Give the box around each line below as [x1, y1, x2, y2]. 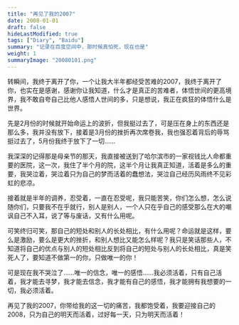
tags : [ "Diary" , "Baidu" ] [7, 37, 84, 44]
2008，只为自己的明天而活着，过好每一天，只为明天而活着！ [7, 310, 185, 319]
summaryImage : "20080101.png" [7, 57, 97, 64]
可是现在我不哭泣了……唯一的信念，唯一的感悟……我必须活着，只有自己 [7, 268, 216, 277]
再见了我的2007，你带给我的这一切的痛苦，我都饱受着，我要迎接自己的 [7, 301, 216, 309]
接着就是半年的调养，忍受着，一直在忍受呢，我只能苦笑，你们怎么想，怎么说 [7, 193, 232, 202]
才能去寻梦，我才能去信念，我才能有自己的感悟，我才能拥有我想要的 [26, 277, 225, 285]
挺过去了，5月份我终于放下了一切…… [7, 137, 116, 145]
